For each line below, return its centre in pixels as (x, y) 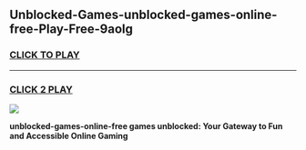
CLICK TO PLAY (45, 55)
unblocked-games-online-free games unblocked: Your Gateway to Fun (146, 125)
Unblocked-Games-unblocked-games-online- (143, 15)
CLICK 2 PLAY (41, 89)
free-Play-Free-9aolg (71, 30)
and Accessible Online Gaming (69, 135)
